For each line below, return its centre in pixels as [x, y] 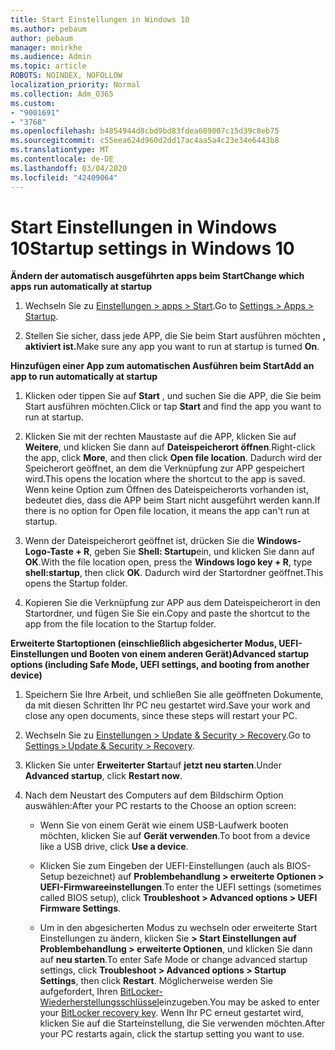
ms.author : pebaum [48, 29]
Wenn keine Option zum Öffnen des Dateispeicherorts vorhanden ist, [166, 490]
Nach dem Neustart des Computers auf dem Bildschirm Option [154, 795]
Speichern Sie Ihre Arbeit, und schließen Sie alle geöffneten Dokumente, [174, 695]
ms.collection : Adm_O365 [62, 94]
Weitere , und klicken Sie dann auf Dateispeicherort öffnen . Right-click [170, 447]
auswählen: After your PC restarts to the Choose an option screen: [160, 806]
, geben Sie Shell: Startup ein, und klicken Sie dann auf [202, 552]
